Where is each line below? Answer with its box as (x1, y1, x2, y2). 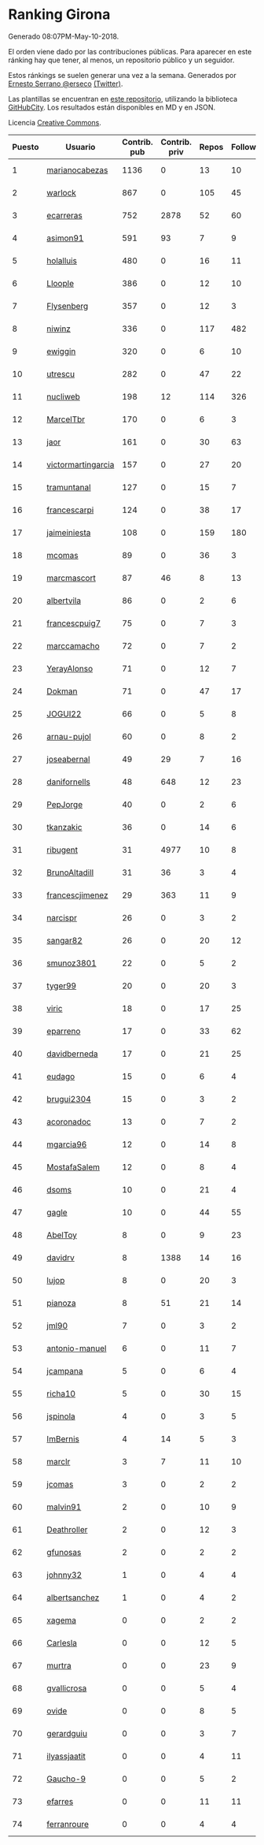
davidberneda (46, 1048, 98, 1059)
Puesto (12, 141, 39, 152)
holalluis (46, 255, 77, 266)
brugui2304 (46, 1093, 92, 1104)
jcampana (46, 1365, 83, 1376)
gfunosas (46, 1546, 82, 1557)
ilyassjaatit (46, 1750, 86, 1761)
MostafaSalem (46, 1161, 101, 1172)
